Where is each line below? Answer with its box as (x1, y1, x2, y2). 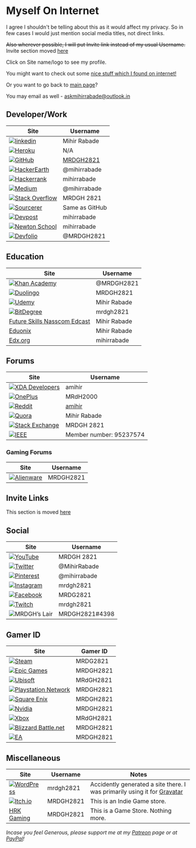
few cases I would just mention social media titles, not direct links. (6, 29, 165, 36)
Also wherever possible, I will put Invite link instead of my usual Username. (6, 41, 185, 48)
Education (6, 252, 44, 262)
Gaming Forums (6, 448, 52, 456)
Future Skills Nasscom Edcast (9, 317, 90, 325)
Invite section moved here (6, 47, 69, 54)
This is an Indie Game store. (90, 797, 166, 805)
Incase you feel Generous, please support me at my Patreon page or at (6, 829, 178, 836)
